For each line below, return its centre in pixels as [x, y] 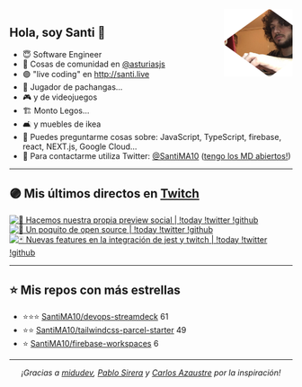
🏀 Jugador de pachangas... [72, 87]
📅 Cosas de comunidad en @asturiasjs [94, 64]
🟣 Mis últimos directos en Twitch [104, 193]
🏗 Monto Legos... [56, 110]
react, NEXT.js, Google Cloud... [80, 146]
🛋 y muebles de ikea [62, 124]
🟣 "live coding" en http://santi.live [86, 74]
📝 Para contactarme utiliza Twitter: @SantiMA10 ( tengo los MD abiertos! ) [156, 155]
